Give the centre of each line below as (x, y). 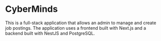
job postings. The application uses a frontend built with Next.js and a (76, 28)
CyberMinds (32, 9)
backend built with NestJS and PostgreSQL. (50, 33)
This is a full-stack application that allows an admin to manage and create (81, 23)
